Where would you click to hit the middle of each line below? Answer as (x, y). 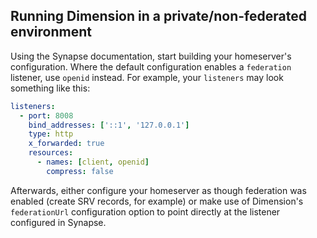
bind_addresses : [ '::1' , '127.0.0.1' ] (109, 125)
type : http (51, 134)
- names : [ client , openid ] (93, 162)
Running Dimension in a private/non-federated (158, 16)
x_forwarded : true (66, 144)
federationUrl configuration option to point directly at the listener (145, 211)
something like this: (50, 88)
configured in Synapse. (58, 222)
